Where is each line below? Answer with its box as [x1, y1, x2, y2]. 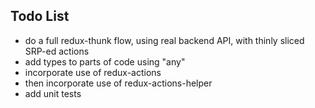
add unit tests [24, 87, 82, 99]
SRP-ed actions [24, 45, 90, 57]
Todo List [10, 8, 70, 25]
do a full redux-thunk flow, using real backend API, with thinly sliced [24, 34, 305, 46]
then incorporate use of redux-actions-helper [24, 77, 213, 89]
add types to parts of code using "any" [24, 55, 186, 68]
